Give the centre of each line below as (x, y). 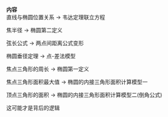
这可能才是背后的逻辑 (33, 108)
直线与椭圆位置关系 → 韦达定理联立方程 (56, 17)
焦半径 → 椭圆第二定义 (34, 30)
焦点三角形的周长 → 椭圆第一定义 (48, 69)
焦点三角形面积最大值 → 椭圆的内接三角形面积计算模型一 (77, 82)
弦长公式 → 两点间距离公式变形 (45, 43)
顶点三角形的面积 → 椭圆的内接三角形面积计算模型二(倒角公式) (84, 95)
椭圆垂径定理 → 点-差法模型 (41, 56)
